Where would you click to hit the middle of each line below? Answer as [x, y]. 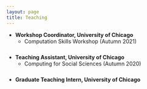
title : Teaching [27, 18]
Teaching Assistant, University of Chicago [70, 57]
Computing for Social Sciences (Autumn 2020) [83, 64]
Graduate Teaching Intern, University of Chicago [78, 79]
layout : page [23, 12]
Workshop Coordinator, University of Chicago [74, 35]
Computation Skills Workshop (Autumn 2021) [80, 41]
